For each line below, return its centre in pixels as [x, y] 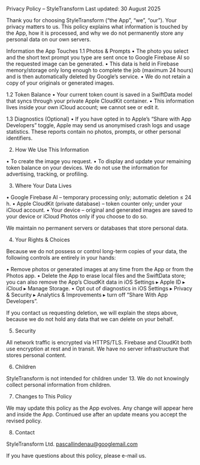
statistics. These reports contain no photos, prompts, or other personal [93, 132]
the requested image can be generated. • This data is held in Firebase [93, 64]
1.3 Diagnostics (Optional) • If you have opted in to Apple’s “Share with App [99, 119]
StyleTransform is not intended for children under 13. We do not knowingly [98, 378]
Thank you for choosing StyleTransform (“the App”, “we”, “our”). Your [92, 20]
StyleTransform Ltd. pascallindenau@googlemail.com [72, 444]
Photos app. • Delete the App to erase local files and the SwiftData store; [96, 276]
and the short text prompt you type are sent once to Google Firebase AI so [98, 57]
